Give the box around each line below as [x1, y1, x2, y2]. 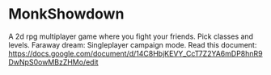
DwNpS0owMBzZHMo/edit [8, 57, 99, 67]
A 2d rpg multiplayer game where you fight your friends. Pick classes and [8, 31, 253, 41]
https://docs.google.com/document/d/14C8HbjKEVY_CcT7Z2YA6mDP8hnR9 [8, 48, 263, 58]
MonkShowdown [8, 5, 125, 23]
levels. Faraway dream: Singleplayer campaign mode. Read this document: [8, 40, 257, 49]
